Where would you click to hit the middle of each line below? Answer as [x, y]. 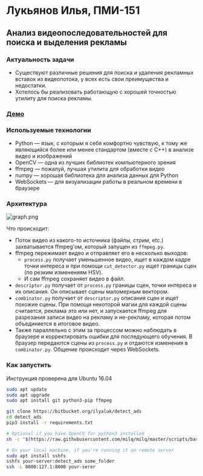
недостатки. [31, 85]
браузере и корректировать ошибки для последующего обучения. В [104, 336]
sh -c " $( [19, 439]
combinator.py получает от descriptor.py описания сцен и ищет [97, 298]
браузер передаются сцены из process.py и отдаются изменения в [101, 343]
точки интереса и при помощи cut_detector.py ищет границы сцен [110, 266]
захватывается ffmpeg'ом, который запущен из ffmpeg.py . [90, 247]
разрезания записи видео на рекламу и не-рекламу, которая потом [103, 317]
